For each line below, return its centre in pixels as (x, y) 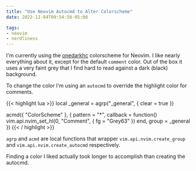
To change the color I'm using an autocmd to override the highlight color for (97, 85)
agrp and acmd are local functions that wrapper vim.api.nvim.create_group (96, 139)
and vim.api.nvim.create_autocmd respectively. (63, 145)
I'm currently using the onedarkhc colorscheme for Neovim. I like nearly (93, 55)
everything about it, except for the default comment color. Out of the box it (94, 62)
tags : (13, 28)
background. (21, 74)
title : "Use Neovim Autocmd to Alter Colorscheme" (69, 11)
